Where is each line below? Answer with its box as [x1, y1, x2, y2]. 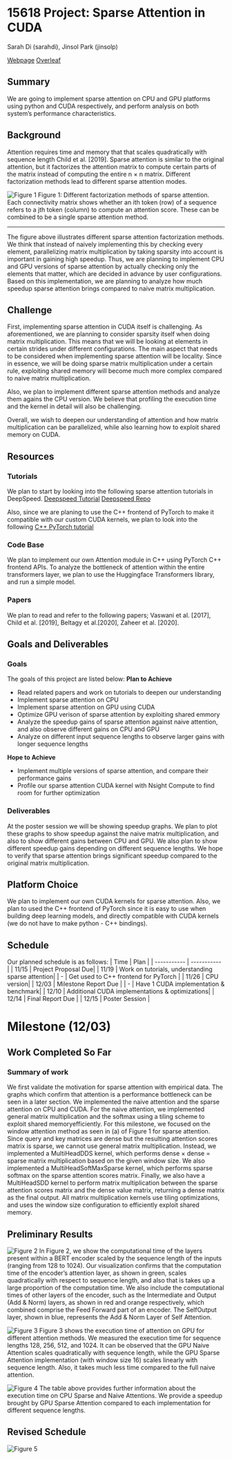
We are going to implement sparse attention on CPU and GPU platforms [7, 94, 211, 103]
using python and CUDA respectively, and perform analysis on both [7, 102, 199, 110]
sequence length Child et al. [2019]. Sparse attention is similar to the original [7, 155, 224, 164]
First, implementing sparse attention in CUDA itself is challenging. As [7, 322, 203, 331]
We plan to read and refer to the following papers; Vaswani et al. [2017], [7, 611, 211, 619]
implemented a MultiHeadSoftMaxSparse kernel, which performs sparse [7, 1164, 213, 1172]
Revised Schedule [7, 1426, 86, 1438]
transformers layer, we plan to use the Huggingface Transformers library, [7, 571, 215, 579]
